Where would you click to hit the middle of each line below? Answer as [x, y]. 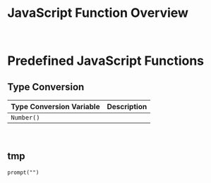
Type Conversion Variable [55, 106]
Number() [25, 117]
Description [127, 106]
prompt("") [23, 172]
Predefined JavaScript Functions [106, 61]
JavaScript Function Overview [98, 13]
